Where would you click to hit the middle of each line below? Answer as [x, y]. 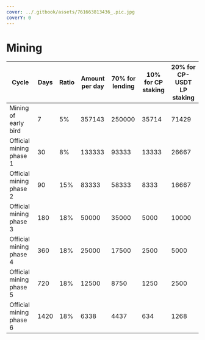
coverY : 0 [19, 18]
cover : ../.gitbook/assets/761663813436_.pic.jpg [71, 12]
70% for [124, 79]
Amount [93, 79]
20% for [183, 67]
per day [93, 86]
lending [124, 86]
